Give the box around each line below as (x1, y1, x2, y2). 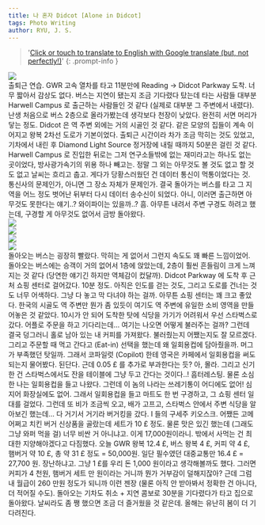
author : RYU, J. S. (8, 26, 73, 34)
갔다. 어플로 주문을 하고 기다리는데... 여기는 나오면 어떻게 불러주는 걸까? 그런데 (8, 320, 250, 329)
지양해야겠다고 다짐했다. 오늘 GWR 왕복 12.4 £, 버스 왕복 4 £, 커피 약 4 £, (22, 439, 251, 448)
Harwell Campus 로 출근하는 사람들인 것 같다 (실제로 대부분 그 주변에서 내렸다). (8, 101, 255, 110)
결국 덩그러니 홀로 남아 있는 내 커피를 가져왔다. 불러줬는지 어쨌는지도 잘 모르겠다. (8, 330, 257, 340)
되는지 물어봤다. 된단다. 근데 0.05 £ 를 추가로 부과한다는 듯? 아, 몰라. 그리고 (8, 360, 241, 369)
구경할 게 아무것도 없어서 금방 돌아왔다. (25, 209, 146, 219)
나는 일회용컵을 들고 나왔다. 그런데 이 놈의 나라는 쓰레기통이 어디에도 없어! (16, 379, 244, 389)
